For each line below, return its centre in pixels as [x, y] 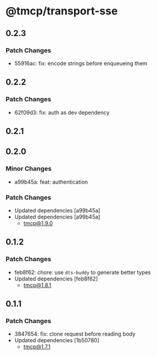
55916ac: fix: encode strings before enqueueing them [81, 63]
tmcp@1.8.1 [37, 285]
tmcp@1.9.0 [38, 223]
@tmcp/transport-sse [62, 11]
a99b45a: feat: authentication [51, 182]
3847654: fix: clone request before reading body [75, 334]
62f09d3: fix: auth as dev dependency [62, 112]
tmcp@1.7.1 [37, 347]
